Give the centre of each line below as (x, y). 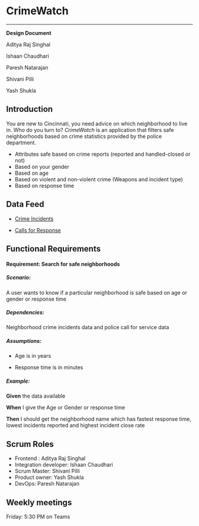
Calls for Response (38, 230)
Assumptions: (24, 341)
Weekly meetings (39, 503)
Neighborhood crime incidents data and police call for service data (88, 327)
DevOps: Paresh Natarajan (47, 484)
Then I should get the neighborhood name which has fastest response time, (99, 419)
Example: (18, 381)
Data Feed (25, 204)
